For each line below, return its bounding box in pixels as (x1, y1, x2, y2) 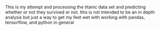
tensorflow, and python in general (5, 19, 75, 25)
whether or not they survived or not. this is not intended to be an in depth (5, 9, 155, 15)
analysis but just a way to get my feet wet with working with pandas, (5, 15, 145, 20)
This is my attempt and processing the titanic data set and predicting (5, 4, 146, 10)
